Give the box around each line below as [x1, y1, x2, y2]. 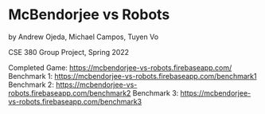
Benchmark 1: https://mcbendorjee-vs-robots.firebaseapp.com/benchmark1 [8, 71, 257, 81]
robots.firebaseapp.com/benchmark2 [8, 88, 131, 97]
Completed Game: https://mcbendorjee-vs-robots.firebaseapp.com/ [8, 62, 232, 73]
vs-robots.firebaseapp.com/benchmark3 [8, 96, 142, 106]
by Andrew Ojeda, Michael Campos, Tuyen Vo [8, 32, 159, 41]
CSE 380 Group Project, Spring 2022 [8, 47, 130, 57]
